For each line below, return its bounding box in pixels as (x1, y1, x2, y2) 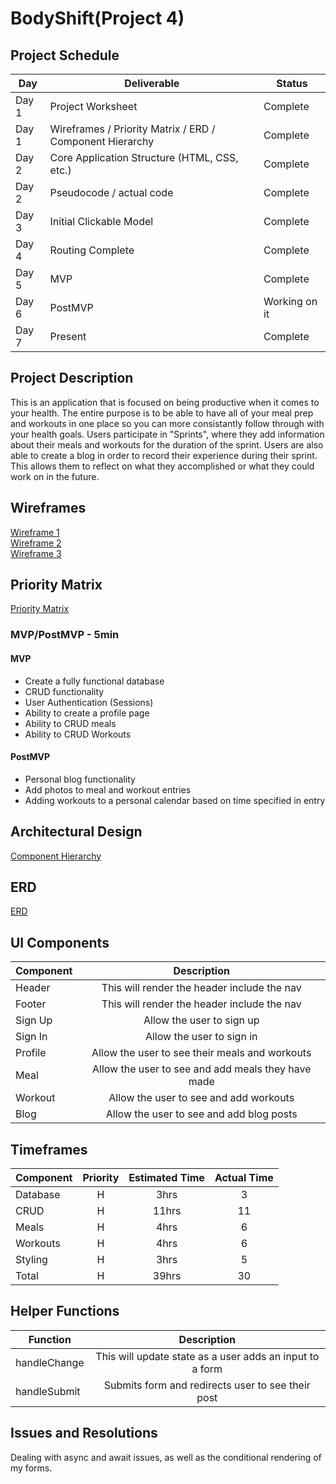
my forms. (10, 1462, 53, 1474)
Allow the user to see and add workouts (108, 1091, 295, 1105)
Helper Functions (10, 1303, 120, 1320)
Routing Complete (49, 243, 135, 257)
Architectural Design (10, 823, 143, 841)
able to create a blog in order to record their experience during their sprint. (10, 449, 318, 461)
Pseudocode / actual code (49, 186, 174, 199)
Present (49, 330, 87, 343)
